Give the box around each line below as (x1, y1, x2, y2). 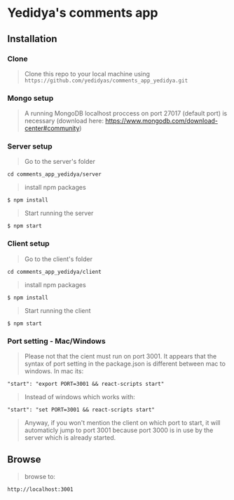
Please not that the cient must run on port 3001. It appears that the (24, 352, 217, 361)
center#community (24, 124, 80, 132)
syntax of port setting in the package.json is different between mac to (24, 359, 226, 368)
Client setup (7, 239, 50, 249)
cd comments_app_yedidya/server (7, 171, 102, 178)
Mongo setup (7, 93, 54, 103)
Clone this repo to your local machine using (24, 69, 151, 78)
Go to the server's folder (24, 158, 96, 166)
